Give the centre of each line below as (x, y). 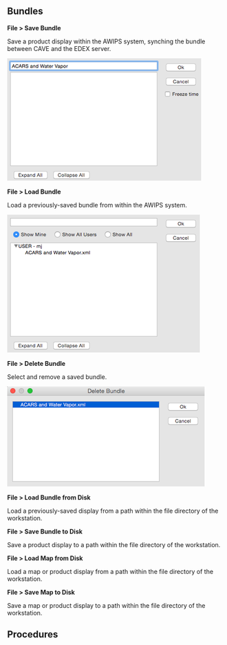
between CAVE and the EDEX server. (59, 48)
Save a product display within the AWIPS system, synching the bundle (106, 41)
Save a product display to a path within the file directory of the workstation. (114, 544)
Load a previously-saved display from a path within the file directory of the (113, 511)
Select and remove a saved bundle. (57, 377)
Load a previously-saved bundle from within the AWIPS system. (97, 205)
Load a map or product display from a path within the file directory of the (110, 571)
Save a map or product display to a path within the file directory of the (106, 605)
